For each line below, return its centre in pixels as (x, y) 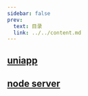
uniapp (22, 60)
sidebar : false (29, 13)
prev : (15, 20)
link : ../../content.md (47, 33)
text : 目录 (28, 26)
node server (34, 84)
